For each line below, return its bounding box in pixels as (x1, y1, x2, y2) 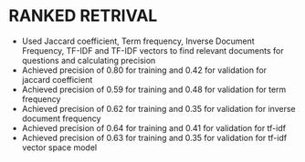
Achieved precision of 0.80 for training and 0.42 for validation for (21, 65, 267, 76)
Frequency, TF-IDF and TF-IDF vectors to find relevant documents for (21, 45, 284, 56)
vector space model (21, 142, 98, 153)
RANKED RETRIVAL (8, 5, 158, 26)
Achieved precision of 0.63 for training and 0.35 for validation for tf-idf (21, 132, 288, 143)
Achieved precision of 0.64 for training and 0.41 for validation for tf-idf (21, 122, 287, 133)
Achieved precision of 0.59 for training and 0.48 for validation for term (21, 84, 287, 95)
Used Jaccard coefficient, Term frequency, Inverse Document (21, 35, 255, 46)
